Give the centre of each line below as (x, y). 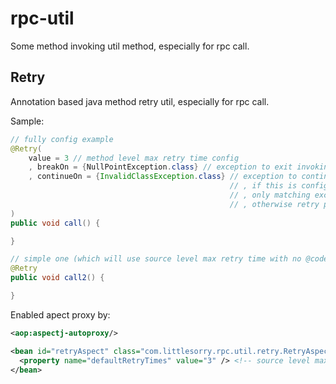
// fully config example (62, 139)
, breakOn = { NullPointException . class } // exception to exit (160, 167)
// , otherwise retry (274, 204)
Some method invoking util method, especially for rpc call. (130, 46)
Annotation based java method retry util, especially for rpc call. (140, 101)
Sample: (27, 121)
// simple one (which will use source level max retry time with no (156, 259)
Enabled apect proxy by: (60, 314)
